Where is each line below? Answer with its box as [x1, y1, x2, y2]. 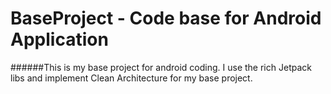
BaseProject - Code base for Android [10, 7, 322, 30]
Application [10, 28, 109, 51]
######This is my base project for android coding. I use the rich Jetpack [10, 61, 312, 73]
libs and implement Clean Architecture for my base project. [10, 72, 253, 84]
